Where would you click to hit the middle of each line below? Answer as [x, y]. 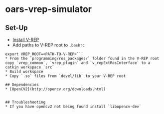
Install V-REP [26, 39]
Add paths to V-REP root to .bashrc [49, 45]
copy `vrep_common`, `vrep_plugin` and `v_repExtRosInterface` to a [78, 63]
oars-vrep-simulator [49, 9]
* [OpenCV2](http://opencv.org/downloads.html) [56, 89]
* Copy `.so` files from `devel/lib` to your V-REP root [66, 76]
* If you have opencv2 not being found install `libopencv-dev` [73, 106]
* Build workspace [24, 71]
